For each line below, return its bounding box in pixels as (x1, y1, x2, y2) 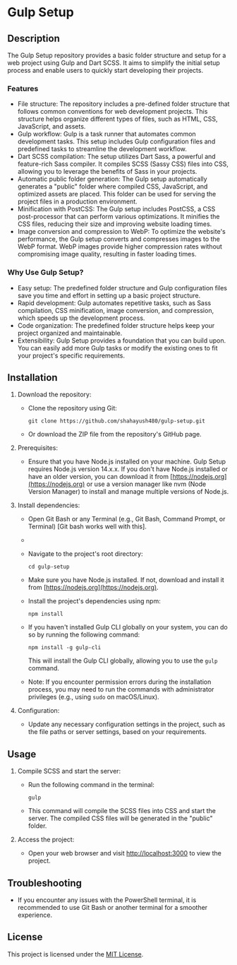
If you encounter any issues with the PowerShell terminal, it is (17, 896, 197, 904)
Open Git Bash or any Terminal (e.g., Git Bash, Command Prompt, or (28, 515, 226, 523)
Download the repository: (17, 390, 92, 399)
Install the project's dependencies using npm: (28, 597, 161, 605)
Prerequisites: (17, 444, 59, 452)
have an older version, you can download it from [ (28, 473, 173, 481)
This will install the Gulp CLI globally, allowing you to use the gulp (28, 656, 218, 665)
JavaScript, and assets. (17, 122, 86, 131)
